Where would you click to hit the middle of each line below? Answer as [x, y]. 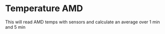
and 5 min [15, 27]
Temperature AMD [44, 8]
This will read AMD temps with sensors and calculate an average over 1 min [83, 22]
